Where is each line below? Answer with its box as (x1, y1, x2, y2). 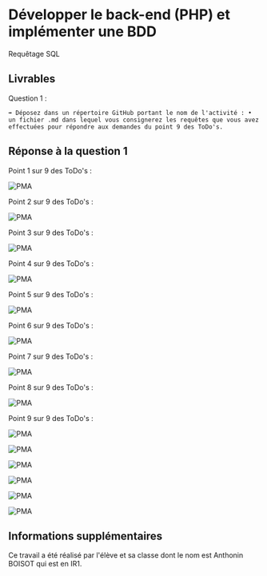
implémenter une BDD (8, 22, 157, 41)
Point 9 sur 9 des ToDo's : (8, 413, 94, 423)
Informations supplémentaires (8, 529, 163, 542)
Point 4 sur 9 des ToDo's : (8, 258, 94, 268)
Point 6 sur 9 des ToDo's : (8, 320, 94, 330)
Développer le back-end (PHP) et (8, 6, 230, 24)
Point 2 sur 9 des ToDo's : (8, 197, 94, 206)
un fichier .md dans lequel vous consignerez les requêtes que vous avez (8, 116, 260, 124)
